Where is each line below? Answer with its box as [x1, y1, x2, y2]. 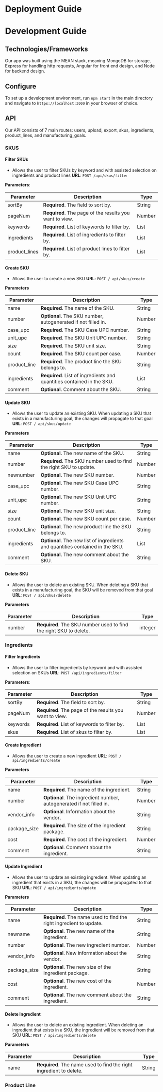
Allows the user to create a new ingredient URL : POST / [12, 753, 122, 758]
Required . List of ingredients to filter [43, 231, 126, 238]
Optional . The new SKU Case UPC [40, 480, 119, 487]
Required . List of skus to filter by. [36, 728, 113, 735]
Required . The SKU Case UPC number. [40, 327, 130, 334]
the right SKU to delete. [36, 627, 90, 634]
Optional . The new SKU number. [40, 472, 115, 479]
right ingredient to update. [43, 920, 103, 927]
